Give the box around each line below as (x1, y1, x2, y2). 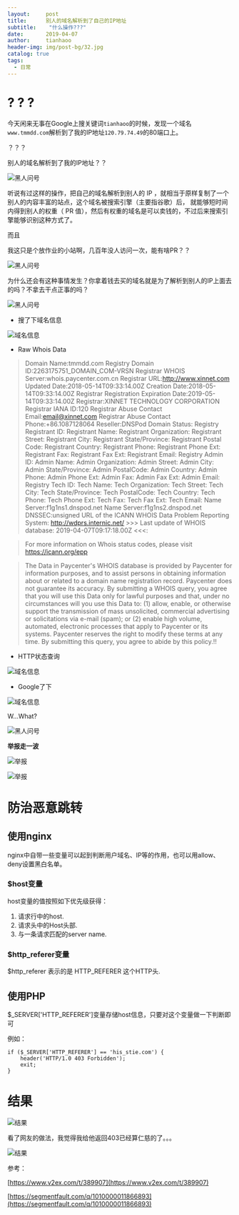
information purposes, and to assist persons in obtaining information (24, 569, 226, 577)
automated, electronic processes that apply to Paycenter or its (24, 622, 208, 630)
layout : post (7, 10, 59, 18)
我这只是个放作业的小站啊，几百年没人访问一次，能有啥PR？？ (7, 246, 190, 254)
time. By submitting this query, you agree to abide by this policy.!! (24, 637, 218, 645)
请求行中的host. (17, 912, 64, 921)
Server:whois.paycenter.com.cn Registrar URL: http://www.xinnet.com (24, 374, 230, 382)
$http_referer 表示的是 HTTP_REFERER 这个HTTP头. (7, 967, 161, 976)
